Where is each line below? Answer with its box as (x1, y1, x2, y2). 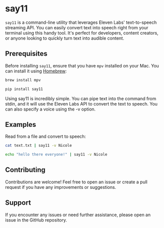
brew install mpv (5, 77, 41, 82)
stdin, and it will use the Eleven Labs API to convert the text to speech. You (5, 101, 158, 107)
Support (5, 199, 31, 207)
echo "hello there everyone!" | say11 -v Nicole (5, 152, 108, 157)
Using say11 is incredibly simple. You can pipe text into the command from (5, 95, 157, 102)
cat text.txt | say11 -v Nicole (5, 143, 72, 148)
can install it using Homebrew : (5, 68, 67, 74)
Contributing (5, 166, 46, 174)
